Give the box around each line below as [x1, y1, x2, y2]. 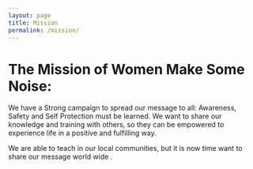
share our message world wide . [8, 152, 113, 162]
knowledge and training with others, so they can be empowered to [8, 120, 225, 130]
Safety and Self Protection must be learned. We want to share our [8, 111, 223, 121]
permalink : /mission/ [8, 26, 80, 34]
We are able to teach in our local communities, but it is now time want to [8, 144, 243, 153]
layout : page [8, 11, 51, 20]
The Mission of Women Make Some [8, 60, 245, 78]
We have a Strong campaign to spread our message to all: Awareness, [8, 103, 237, 113]
